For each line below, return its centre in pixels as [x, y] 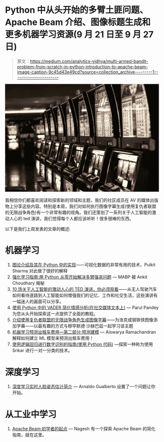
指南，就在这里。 [29, 435]
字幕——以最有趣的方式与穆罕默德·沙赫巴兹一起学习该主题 [75, 326]
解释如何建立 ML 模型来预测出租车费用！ [53, 338]
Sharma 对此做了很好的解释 [40, 271]
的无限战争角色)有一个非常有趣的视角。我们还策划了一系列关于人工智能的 [79, 212]
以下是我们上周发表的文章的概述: [38, 229]
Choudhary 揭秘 [28, 283]
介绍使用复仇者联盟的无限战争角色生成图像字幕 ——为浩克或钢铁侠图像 [83, 320]
